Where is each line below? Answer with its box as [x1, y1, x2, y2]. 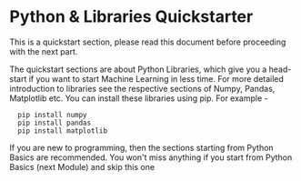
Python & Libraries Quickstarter [9, 6, 254, 27]
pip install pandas [17, 118, 92, 127]
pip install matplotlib [17, 126, 107, 136]
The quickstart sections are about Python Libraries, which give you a [9, 64, 267, 75]
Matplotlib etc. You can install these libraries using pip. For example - [9, 93, 268, 104]
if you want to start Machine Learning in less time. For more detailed [28, 73, 285, 84]
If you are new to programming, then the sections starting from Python [9, 142, 275, 153]
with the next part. [9, 45, 78, 56]
